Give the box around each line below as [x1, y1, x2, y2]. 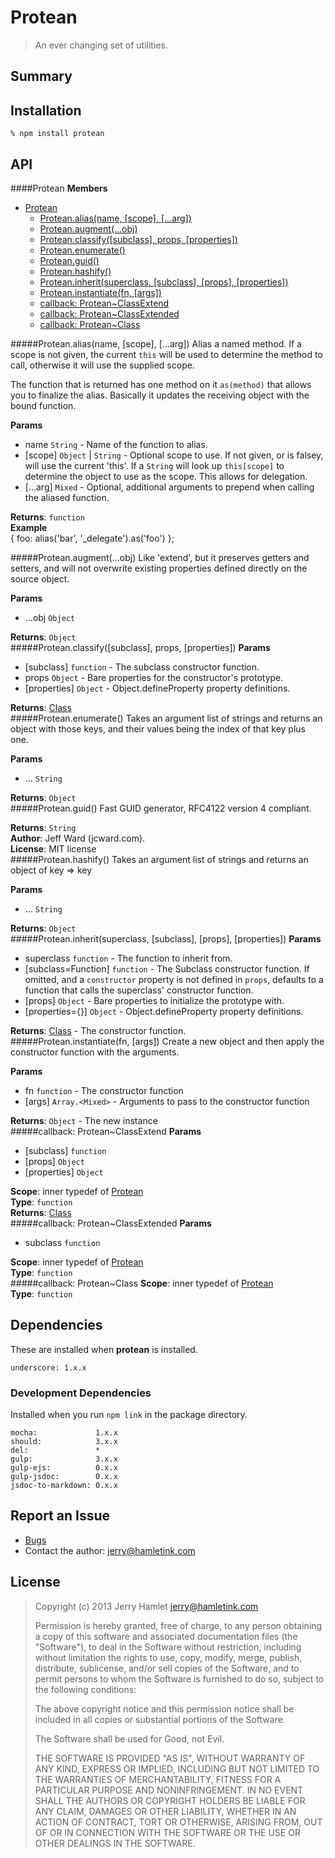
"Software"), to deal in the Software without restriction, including [34, 1641, 302, 1653]
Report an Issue [10, 1507, 111, 1525]
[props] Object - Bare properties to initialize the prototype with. [24, 994, 285, 1006]
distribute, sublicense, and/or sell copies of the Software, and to [34, 1662, 300, 1674]
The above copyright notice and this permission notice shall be [34, 1702, 295, 1715]
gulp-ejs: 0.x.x [10, 1463, 118, 1473]
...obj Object [24, 611, 76, 623]
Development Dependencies [10, 1386, 152, 1400]
